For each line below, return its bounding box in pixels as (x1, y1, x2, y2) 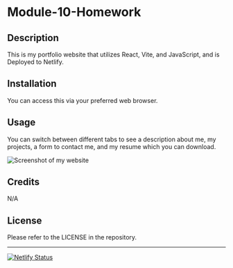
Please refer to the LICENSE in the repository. (7, 233, 137, 242)
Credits (7, 176, 40, 188)
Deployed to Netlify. (7, 58, 64, 66)
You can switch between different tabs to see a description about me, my (7, 135, 216, 143)
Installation (7, 78, 57, 90)
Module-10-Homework (7, 4, 141, 20)
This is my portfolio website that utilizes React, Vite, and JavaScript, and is (7, 50, 220, 58)
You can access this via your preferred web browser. (7, 96, 158, 104)
